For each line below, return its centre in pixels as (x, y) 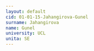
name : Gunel (20, 28)
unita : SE (18, 39)
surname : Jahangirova (32, 22)
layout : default (26, 11)
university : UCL (26, 33)
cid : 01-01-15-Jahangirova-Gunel (47, 17)
